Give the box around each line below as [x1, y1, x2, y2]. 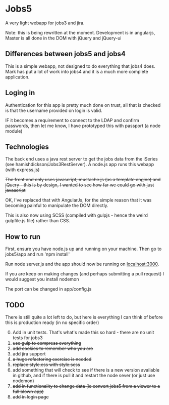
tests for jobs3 [12, 335, 43, 341]
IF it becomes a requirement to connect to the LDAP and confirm [5, 117, 140, 123]
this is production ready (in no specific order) [5, 319, 99, 326]
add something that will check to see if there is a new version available [12, 367, 160, 373]
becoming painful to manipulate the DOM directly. [5, 202, 108, 209]
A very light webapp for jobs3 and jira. [5, 20, 85, 26]
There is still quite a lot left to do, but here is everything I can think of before [5, 314, 163, 320]
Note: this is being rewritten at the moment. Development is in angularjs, [5, 29, 155, 35]
